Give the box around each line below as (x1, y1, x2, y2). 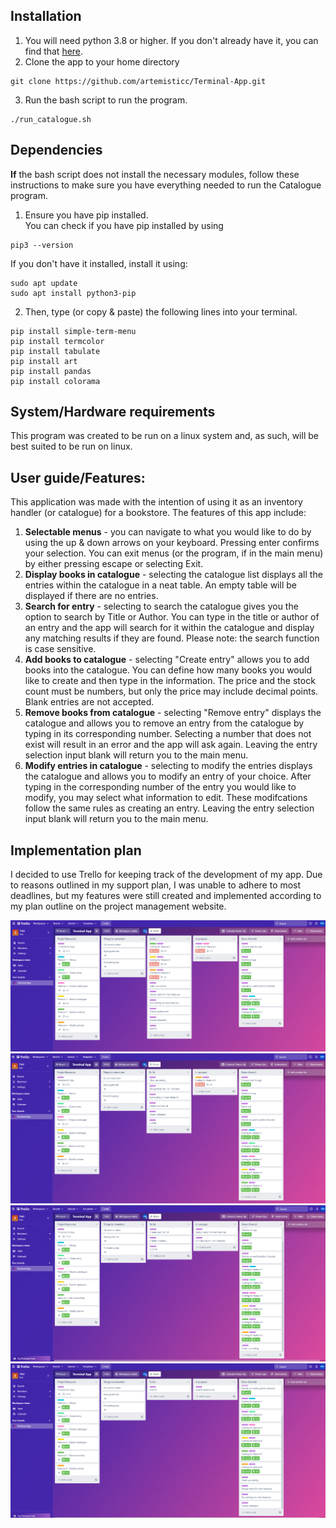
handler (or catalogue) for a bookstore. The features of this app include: (10, 507, 307, 519)
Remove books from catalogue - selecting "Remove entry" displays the (24, 707, 322, 719)
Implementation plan (10, 842, 142, 859)
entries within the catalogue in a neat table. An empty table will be (24, 579, 297, 591)
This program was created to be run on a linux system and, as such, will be (10, 430, 319, 442)
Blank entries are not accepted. (24, 696, 155, 708)
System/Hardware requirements (10, 404, 216, 421)
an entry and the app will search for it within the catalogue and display (24, 622, 315, 634)
